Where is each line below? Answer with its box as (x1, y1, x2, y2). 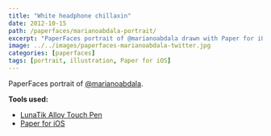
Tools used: (8, 94, 48, 104)
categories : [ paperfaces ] (8, 49, 95, 57)
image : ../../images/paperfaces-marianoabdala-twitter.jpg (8, 42, 211, 50)
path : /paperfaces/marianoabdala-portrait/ (8, 27, 157, 35)
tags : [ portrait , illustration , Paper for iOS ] (8, 57, 172, 65)
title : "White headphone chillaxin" (8, 11, 131, 20)
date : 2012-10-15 (8, 19, 67, 27)
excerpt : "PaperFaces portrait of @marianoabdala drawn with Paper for (8, 34, 254, 43)
